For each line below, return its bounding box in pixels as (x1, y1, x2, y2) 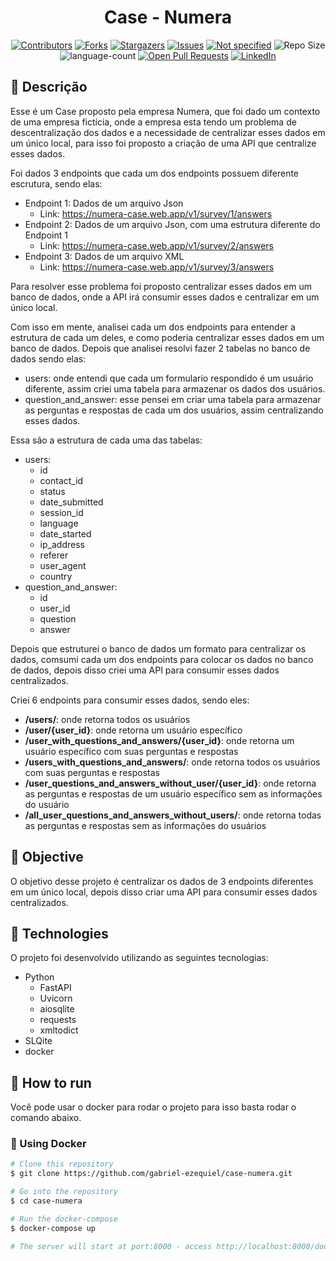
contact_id (39, 474, 84, 486)
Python (24, 971, 55, 983)
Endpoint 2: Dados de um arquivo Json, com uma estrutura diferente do (24, 218, 321, 230)
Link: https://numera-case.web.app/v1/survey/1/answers (39, 207, 273, 220)
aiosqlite (39, 1003, 75, 1015)
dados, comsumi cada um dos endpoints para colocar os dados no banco (10, 653, 314, 665)
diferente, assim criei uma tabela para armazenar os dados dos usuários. (24, 382, 326, 395)
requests (39, 1014, 77, 1026)
